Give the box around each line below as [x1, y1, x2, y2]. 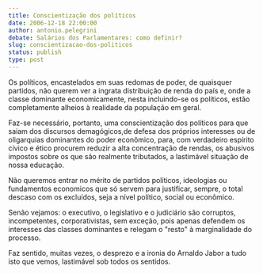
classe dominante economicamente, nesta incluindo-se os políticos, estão [8, 94, 250, 104]
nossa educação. [8, 160, 65, 169]
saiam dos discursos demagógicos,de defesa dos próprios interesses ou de [8, 126, 256, 135]
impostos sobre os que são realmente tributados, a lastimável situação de [8, 151, 249, 161]
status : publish [8, 48, 62, 56]
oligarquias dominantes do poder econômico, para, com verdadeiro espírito [8, 135, 255, 144]
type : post [8, 56, 44, 64]
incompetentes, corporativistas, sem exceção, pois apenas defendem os [8, 215, 246, 226]
